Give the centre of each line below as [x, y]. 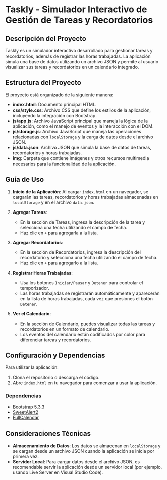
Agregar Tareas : [30, 212]
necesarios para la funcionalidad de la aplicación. [64, 164]
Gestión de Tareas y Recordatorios [79, 20]
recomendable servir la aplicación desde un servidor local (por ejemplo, [87, 467]
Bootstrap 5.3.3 [29, 407]
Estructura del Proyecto [43, 83]
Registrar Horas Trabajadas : [43, 273]
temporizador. [35, 288]
